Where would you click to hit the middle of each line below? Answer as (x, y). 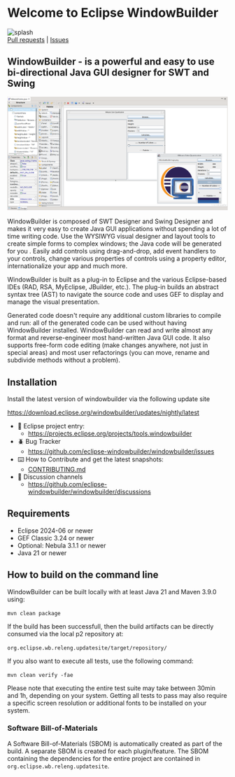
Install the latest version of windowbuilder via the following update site (109, 399)
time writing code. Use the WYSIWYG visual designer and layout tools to (111, 237)
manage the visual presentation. (54, 302)
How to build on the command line (83, 575)
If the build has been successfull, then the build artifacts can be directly (111, 626)
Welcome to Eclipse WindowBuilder (113, 13)
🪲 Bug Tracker (39, 441)
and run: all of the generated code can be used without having (97, 323)
